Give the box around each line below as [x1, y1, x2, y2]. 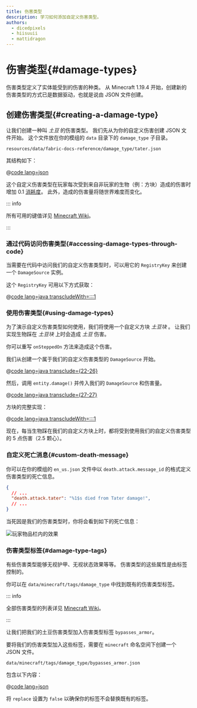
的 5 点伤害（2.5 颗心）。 [6, 435, 65, 442]
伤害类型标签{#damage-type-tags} [6, 546, 107, 554]
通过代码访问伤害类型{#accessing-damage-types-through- [6, 240, 178, 248]
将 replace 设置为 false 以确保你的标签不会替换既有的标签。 [6, 695, 151, 702]
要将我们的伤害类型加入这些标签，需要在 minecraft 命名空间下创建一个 [6, 641, 177, 648]
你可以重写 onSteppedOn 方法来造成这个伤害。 [6, 343, 116, 350]
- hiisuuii [11, 31, 38, 36]
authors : [6, 19, 28, 25]
